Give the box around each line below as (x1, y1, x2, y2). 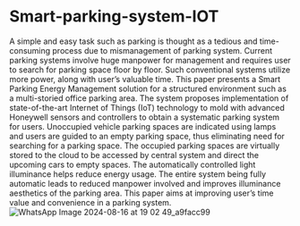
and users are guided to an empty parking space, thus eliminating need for (9, 130, 285, 141)
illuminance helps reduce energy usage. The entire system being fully (9, 168, 267, 180)
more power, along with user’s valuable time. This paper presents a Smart (9, 73, 281, 84)
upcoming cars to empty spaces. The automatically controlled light (9, 159, 256, 170)
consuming (9, 45, 51, 55)
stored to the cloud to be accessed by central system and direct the (9, 149, 260, 160)
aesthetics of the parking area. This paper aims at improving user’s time (9, 188, 274, 198)
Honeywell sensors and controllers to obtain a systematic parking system (9, 112, 280, 122)
